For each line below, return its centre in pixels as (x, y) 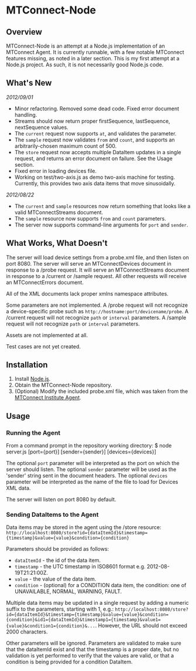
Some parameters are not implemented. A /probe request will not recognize (97, 305)
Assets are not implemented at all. (47, 335)
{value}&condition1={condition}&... (51, 626)
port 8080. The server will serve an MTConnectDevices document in (89, 263)
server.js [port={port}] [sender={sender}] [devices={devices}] (81, 452)
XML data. (18, 488)
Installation (27, 365)
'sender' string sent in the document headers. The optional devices (87, 476)
